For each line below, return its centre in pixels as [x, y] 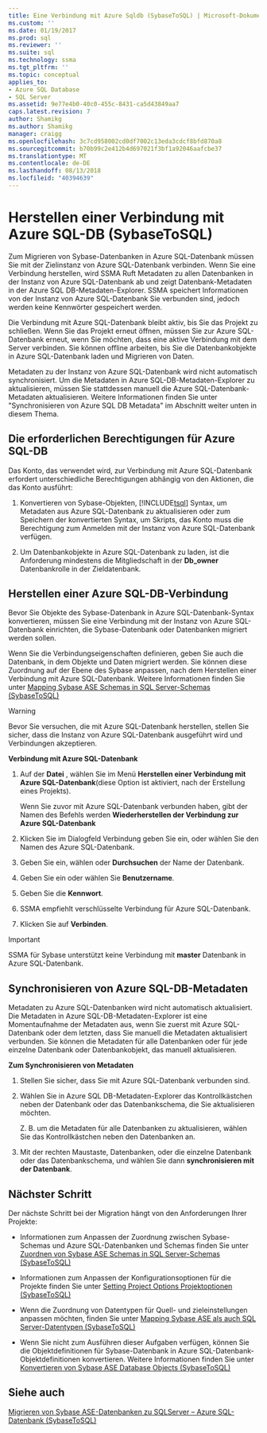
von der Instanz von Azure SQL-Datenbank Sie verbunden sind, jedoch [124, 298]
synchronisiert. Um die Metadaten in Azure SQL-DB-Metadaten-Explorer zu [132, 380]
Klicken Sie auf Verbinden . [64, 924]
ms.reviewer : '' [35, 45]
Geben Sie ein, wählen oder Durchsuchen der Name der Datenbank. [132, 862]
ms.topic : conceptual [44, 75]
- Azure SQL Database [44, 89]
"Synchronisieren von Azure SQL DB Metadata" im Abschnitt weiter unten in [132, 405]
